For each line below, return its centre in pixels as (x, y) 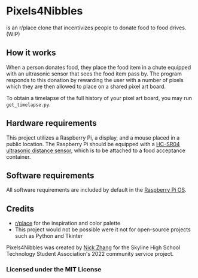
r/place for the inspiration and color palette (68, 223)
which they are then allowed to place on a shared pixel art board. (86, 86)
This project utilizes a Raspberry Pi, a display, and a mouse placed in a (93, 138)
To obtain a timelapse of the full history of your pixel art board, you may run (99, 98)
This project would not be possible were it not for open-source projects (103, 229)
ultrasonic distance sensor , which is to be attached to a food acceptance (96, 150)
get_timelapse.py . (28, 104)
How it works (31, 53)
